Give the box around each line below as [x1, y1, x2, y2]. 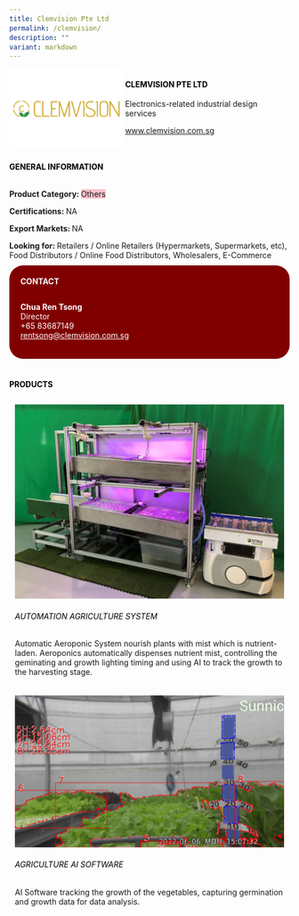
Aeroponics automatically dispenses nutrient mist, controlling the [39, 648, 278, 659]
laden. [14, 648, 38, 659]
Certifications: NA [9, 206, 77, 217]
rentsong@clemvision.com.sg [20, 330, 130, 341]
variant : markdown [9, 43, 77, 52]
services [125, 108, 157, 119]
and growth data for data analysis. [14, 896, 141, 907]
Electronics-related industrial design [125, 99, 258, 109]
